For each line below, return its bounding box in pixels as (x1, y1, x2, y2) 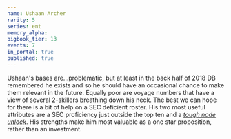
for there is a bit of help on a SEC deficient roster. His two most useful (7, 103, 205, 111)
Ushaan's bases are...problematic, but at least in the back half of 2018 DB (7, 74, 216, 82)
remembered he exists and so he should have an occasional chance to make (7, 81, 225, 89)
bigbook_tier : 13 (7, 36, 57, 43)
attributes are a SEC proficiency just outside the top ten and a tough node (7, 110, 216, 118)
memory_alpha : (7, 29, 48, 36)
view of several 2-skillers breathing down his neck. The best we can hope (7, 96, 217, 104)
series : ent (7, 23, 41, 30)
